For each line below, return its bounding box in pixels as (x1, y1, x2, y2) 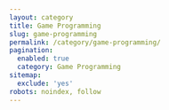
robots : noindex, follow (9, 87, 101, 96)
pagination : (9, 46, 53, 55)
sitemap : (9, 71, 42, 80)
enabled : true (17, 54, 69, 63)
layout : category (9, 12, 74, 22)
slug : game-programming (9, 29, 98, 38)
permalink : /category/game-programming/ (9, 37, 162, 47)
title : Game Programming (9, 21, 101, 30)
